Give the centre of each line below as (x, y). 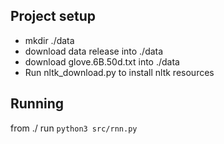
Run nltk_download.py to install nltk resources (119, 72)
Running (37, 104)
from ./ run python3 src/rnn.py (74, 128)
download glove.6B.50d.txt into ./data (102, 61)
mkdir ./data (49, 40)
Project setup (53, 16)
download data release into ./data (94, 51)
